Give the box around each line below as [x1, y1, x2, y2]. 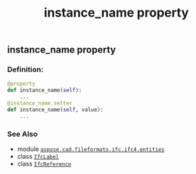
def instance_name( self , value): [7, 106, 104, 113]
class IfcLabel [17, 153, 60, 161]
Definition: [7, 64, 44, 74]
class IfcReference [17, 159, 71, 168]
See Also [7, 129, 38, 139]
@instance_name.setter [7, 100, 73, 107]
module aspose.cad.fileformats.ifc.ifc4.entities [17, 145, 165, 153]
